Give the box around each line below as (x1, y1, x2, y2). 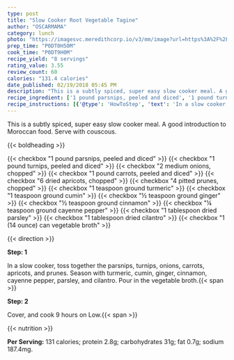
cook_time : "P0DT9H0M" (7, 49, 73, 56)
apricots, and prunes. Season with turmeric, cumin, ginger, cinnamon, (7, 269, 208, 277)
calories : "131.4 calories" (7, 75, 89, 82)
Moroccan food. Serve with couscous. (7, 127, 117, 136)
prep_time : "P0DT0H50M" (7, 42, 77, 49)
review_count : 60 (7, 68, 58, 75)
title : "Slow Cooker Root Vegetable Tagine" (7, 17, 139, 24)
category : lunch (7, 29, 54, 37)
